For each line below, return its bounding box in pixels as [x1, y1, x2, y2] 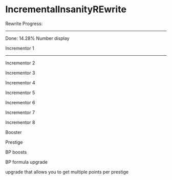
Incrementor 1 [5, 45, 34, 51]
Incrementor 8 [5, 119, 35, 125]
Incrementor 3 [5, 70, 35, 76]
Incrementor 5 [5, 89, 35, 96]
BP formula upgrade [5, 159, 48, 165]
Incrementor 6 [5, 99, 35, 105]
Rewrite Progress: [5, 20, 43, 27]
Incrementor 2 [5, 60, 35, 66]
